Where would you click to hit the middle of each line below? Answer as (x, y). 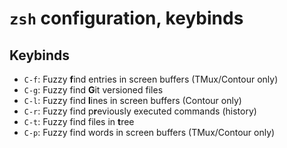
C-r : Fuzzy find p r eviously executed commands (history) (140, 111)
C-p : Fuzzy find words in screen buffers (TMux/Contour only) (149, 132)
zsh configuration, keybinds (126, 18)
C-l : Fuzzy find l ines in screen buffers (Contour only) (132, 100)
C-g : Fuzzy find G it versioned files (93, 90)
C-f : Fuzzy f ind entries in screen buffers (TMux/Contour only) (151, 79)
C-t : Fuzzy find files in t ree (79, 121)
